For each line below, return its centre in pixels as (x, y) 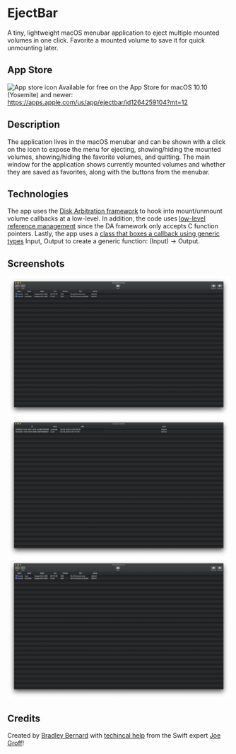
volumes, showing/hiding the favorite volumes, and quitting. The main (109, 157)
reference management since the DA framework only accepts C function (113, 226)
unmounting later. (33, 48)
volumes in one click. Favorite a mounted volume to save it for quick (106, 40)
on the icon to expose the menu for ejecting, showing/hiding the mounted (114, 149)
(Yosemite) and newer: (40, 94)
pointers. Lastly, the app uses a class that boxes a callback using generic (114, 234)
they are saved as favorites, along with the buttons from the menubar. (109, 172)
